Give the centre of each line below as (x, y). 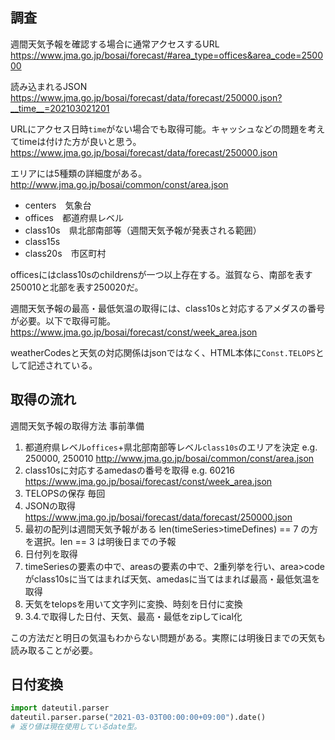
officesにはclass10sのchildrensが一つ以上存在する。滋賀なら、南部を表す (161, 274)
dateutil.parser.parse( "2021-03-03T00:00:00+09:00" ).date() (138, 718)
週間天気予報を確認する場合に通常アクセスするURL (115, 44)
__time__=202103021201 (60, 108)
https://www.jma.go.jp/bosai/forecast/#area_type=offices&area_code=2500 (167, 55)
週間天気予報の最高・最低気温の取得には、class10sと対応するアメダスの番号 (168, 308)
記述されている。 (62, 365)
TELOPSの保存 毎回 (65, 493)
